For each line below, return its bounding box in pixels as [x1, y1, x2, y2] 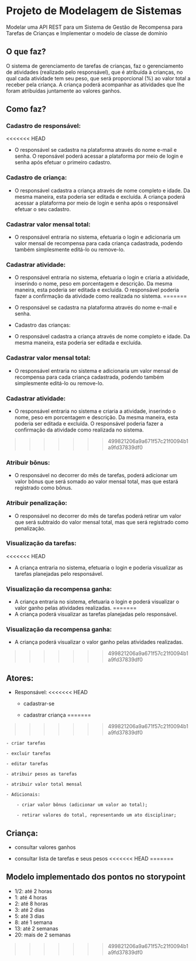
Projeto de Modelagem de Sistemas [6, 4, 182, 18]
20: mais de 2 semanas [14, 931, 71, 938]
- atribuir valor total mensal [6, 782, 82, 787]
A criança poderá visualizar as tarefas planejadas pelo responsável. [14, 611, 178, 618]
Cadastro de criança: [6, 174, 67, 182]
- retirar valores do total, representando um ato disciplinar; [16, 812, 177, 819]
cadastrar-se [23, 700, 54, 707]
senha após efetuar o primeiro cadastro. [14, 159, 112, 166]
